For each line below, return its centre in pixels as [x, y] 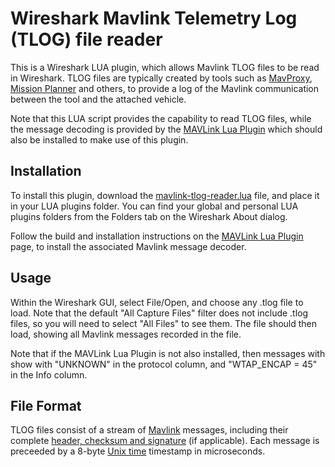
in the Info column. [49, 374]
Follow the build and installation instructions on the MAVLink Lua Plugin [157, 236]
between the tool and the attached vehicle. [98, 99]
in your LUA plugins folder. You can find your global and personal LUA [154, 206]
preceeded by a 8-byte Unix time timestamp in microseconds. [138, 451]
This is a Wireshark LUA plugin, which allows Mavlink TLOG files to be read [165, 67]
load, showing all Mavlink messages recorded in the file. [126, 334]
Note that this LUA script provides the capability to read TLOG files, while [161, 118]
